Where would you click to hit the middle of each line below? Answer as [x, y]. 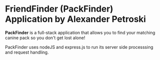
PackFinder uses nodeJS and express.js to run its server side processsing [79, 47]
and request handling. [27, 52]
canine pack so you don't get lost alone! [45, 38]
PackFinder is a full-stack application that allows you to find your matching [80, 32]
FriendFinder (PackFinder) [59, 9]
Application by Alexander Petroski [76, 19]
